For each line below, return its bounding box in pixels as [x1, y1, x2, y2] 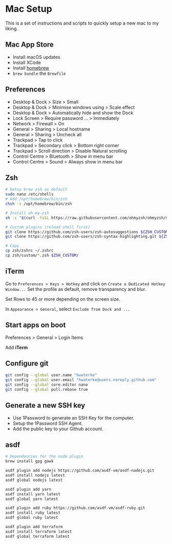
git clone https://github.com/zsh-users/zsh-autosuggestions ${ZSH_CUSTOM [5, 229, 168, 235]
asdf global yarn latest [5, 496, 58, 501]
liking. [5, 25, 18, 31]
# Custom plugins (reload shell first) [5, 224, 91, 229]
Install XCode [12, 59, 41, 66]
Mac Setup [5, 3, 52, 15]
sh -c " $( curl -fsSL [5, 215, 50, 220]
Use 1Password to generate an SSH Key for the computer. [12, 414, 135, 421]
